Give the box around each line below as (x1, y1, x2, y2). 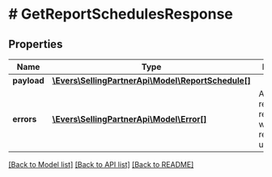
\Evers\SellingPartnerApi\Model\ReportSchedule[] (52, 75, 251, 86)
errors (12, 114, 37, 124)
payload (12, 75, 45, 86)
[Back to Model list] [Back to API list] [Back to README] (8, 160, 194, 169)
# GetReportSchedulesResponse (8, 5, 233, 24)
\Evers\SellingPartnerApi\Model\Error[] (52, 114, 207, 124)
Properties (8, 37, 63, 51)
